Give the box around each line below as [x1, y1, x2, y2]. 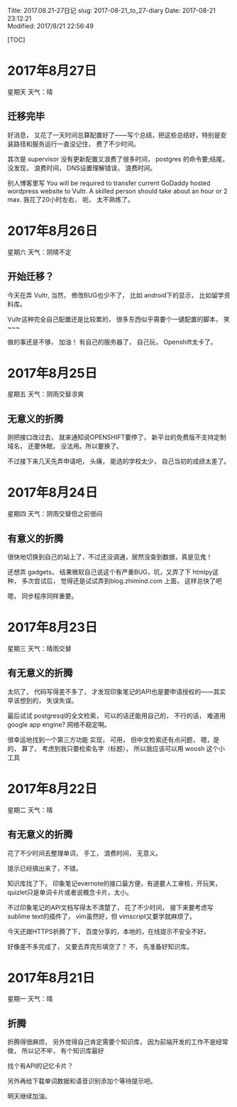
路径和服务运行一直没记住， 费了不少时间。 [13, 140, 140, 148]
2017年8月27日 [7, 63, 97, 79]
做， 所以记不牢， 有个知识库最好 [7, 1046, 104, 1055]
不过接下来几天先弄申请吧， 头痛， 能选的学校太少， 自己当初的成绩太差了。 [7, 457, 231, 466]
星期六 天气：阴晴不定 [7, 248, 72, 256]
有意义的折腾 [7, 532, 64, 545]
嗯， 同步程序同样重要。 [7, 592, 78, 600]
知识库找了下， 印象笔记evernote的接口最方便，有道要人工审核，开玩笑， [7, 878, 222, 888]
